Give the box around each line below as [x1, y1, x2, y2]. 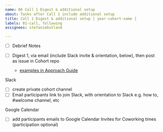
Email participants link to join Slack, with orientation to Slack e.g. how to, [12, 92, 159, 98]
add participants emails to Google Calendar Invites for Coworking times [12, 116, 157, 122]
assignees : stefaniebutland [5, 25, 63, 30]
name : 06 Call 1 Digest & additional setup [5, 7, 95, 12]
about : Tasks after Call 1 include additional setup [5, 12, 115, 17]
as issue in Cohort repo [12, 58, 60, 64]
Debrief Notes [12, 43, 41, 49]
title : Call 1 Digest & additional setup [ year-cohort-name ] [5, 16, 137, 21]
